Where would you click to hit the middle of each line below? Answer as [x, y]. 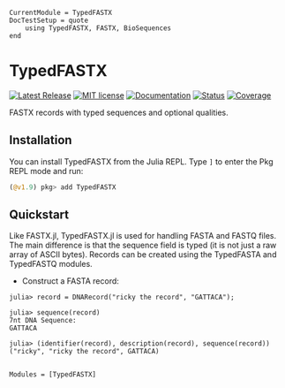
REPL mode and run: [46, 171]
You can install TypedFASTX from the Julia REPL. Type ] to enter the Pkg [141, 161]
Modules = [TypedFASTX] [53, 375]
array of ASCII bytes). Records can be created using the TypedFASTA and [143, 255]
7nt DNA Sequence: [43, 321]
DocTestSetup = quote [49, 20]
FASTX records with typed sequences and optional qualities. [119, 112]
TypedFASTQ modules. [51, 264]
